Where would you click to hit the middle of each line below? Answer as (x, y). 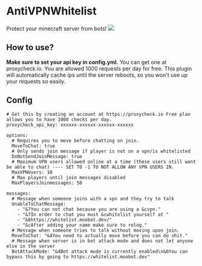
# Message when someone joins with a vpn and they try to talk (93, 198)
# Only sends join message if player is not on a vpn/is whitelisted (101, 151)
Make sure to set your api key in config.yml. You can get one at (86, 62)
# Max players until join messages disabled (69, 177)
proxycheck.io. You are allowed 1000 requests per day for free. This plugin (99, 68)
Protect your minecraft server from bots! (57, 28)
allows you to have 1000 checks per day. (59, 119)
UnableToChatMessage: (39, 204)
